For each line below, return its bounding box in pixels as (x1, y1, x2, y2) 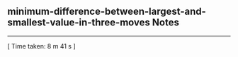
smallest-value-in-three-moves (7, 17, 151, 29)
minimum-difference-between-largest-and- (7, 6, 207, 18)
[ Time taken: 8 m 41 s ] (7, 42, 76, 50)
